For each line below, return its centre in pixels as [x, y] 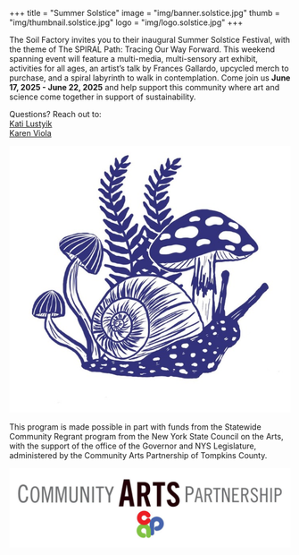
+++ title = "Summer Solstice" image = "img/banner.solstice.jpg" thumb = [145, 13]
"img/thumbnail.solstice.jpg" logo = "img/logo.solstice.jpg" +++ [126, 22]
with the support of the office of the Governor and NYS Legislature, [133, 446]
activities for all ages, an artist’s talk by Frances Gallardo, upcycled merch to [149, 68]
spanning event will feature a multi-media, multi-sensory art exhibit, [134, 59]
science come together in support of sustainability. [103, 97]
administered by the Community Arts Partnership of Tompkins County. [138, 456]
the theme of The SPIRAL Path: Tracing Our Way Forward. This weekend [142, 49]
